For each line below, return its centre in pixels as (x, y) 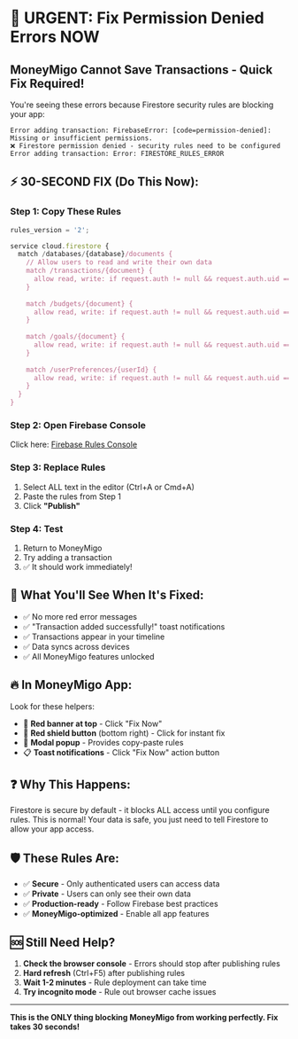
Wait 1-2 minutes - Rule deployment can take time (115, 982)
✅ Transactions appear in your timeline (94, 637)
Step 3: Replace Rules (58, 467)
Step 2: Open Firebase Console (78, 425)
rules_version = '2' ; (50, 230)
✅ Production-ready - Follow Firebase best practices (121, 904)
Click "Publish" (51, 505)
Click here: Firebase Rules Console (74, 445)
